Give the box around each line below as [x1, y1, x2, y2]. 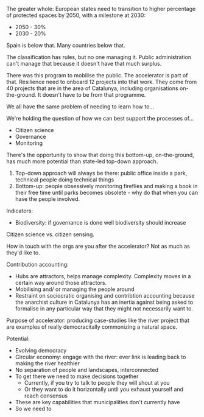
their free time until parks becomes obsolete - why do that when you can [15, 189, 199, 196]
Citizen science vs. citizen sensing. [6, 231, 94, 238]
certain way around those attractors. [15, 279, 107, 286]
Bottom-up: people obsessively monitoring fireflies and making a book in [15, 183, 198, 189]
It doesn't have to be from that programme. [37, 91, 146, 98]
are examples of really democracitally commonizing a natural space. [6, 323, 178, 331]
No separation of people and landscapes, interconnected [15, 366, 159, 373]
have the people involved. [15, 195, 80, 203]
